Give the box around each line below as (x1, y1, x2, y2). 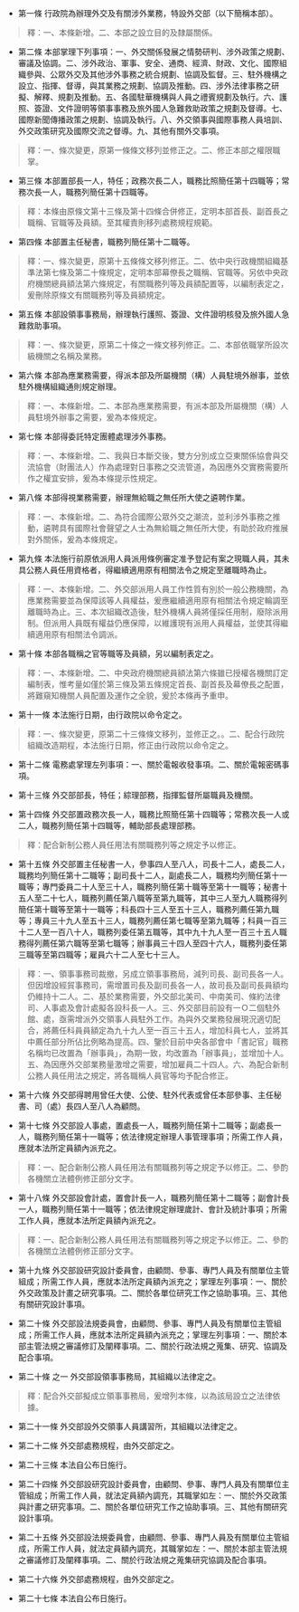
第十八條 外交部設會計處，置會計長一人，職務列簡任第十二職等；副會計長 (17, 1193, 290, 1203)
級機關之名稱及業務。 (26, 351, 107, 361)
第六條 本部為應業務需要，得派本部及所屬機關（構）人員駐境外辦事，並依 (17, 370, 290, 380)
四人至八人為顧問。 (73, 1101, 145, 1111)
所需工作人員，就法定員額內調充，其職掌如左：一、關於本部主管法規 (33, 1543, 287, 1554)
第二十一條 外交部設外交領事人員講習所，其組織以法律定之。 (17, 1421, 242, 1432)
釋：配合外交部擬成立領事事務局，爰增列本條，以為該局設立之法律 (26, 1390, 273, 1401)
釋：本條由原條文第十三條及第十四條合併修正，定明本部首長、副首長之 (26, 206, 289, 216)
